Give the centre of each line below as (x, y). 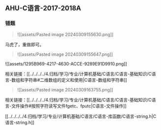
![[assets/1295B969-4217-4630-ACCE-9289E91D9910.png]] (66, 64)
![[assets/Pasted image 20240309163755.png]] (65, 89)
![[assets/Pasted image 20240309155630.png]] (65, 34)
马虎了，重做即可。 (25, 44)
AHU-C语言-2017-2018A (43, 8)
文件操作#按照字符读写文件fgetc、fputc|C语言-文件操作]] (69, 106)
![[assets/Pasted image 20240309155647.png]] (65, 54)
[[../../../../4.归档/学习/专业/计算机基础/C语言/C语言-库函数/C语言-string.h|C (81, 116)
